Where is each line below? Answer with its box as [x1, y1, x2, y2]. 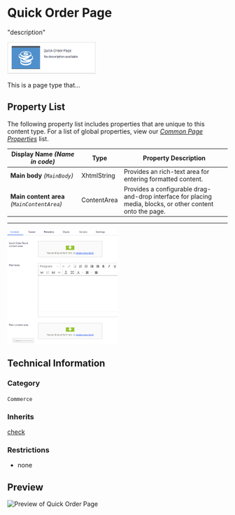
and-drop [123, 192, 152, 201]
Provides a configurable [123, 184, 192, 193]
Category [7, 379, 41, 389]
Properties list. [7, 134, 49, 143]
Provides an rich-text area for [123, 168, 210, 176]
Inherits [7, 412, 34, 421]
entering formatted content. [123, 175, 204, 183]
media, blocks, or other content [123, 199, 214, 208]
